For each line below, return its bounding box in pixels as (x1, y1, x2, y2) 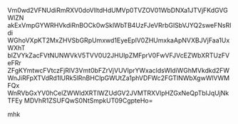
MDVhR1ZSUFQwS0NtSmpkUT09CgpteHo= (24, 96, 153, 105)
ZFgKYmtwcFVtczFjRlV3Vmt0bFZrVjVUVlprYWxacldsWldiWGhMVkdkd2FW (7, 67, 230, 74)
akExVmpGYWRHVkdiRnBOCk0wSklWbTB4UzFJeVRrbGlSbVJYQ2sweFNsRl (7, 21, 232, 29)
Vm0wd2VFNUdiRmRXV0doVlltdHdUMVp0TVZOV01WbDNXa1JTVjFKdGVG (7, 6, 228, 14)
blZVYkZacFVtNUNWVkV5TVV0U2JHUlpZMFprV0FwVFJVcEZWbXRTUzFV (7, 51, 230, 60)
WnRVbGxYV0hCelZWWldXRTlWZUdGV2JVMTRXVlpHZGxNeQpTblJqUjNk (7, 89, 229, 97)
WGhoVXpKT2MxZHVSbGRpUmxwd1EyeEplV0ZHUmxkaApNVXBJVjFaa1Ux (7, 36, 230, 45)
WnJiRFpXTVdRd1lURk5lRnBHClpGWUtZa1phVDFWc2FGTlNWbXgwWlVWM (7, 74, 230, 82)
